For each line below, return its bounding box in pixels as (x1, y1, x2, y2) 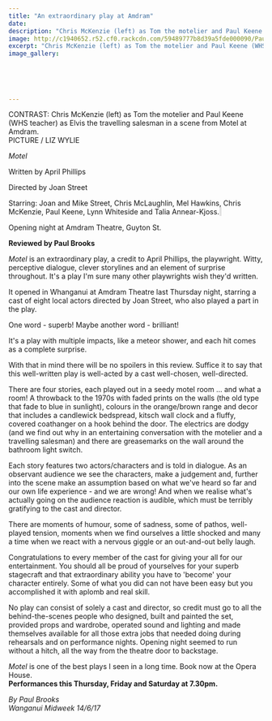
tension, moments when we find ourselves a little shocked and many (32, 529, 261, 538)
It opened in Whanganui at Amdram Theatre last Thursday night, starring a (8, 287, 257, 297)
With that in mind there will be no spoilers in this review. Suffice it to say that (8, 360, 263, 370)
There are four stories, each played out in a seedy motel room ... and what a (8, 385, 261, 395)
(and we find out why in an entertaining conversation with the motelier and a (8, 428, 263, 438)
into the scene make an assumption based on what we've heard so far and (8, 478, 257, 488)
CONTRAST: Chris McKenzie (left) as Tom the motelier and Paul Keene (8, 110, 244, 119)
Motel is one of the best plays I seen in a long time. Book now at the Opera (8, 662, 257, 671)
